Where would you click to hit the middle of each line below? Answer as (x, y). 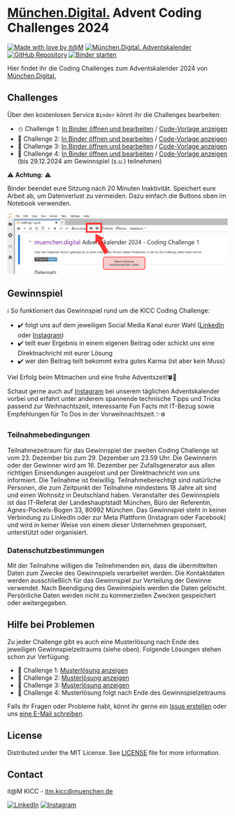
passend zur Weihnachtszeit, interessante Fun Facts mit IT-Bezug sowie (111, 406)
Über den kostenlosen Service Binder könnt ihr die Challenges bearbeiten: (114, 114)
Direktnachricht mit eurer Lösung (65, 353)
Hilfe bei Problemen (51, 625)
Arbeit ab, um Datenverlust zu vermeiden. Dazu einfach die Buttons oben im (117, 196)
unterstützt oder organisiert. (48, 532)
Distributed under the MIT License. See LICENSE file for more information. (114, 752)
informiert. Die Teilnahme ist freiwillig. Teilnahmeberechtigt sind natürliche (114, 480)
